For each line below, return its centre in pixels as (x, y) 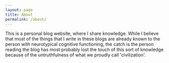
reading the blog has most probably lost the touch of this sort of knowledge (84, 50)
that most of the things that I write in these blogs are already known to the (83, 39)
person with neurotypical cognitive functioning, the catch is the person (80, 44)
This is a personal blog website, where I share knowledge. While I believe (82, 34)
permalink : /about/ (26, 19)
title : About (19, 15)
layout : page (19, 10)
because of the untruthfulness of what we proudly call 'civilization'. (76, 55)
